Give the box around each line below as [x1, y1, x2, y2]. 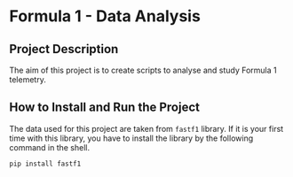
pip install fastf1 [9, 159, 82, 168]
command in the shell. [9, 142, 91, 152]
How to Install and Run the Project [9, 100, 200, 115]
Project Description [9, 42, 119, 57]
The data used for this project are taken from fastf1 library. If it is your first [9, 123, 284, 134]
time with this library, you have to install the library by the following [9, 133, 254, 143]
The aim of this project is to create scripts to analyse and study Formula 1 [9, 65, 277, 75]
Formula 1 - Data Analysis [9, 6, 202, 27]
